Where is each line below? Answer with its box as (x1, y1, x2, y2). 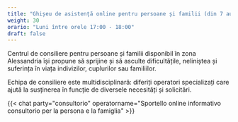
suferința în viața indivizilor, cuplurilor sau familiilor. (7, 64, 157, 73)
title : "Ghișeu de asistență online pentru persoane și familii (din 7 (7, 10, 223, 18)
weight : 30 (7, 17, 40, 24)
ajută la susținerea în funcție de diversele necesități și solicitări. (7, 85, 192, 94)
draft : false (7, 30, 46, 37)
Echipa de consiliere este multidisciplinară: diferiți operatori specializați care (7, 78, 229, 87)
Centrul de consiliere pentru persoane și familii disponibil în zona (7, 49, 196, 58)
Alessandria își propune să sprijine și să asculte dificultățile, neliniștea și (7, 57, 217, 66)
